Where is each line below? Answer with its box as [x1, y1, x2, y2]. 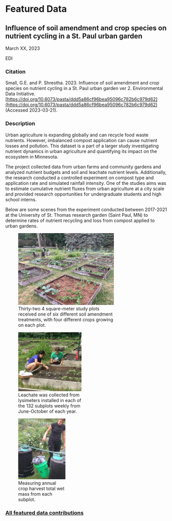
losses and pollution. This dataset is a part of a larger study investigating [5, 143, 159, 149]
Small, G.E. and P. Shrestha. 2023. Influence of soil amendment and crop [5, 80, 159, 86]
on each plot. [18, 322, 46, 328]
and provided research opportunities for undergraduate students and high [5, 191, 162, 197]
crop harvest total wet [18, 485, 65, 492]
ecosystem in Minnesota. [5, 153, 59, 160]
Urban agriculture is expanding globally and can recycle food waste [5, 132, 149, 138]
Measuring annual [18, 480, 56, 486]
